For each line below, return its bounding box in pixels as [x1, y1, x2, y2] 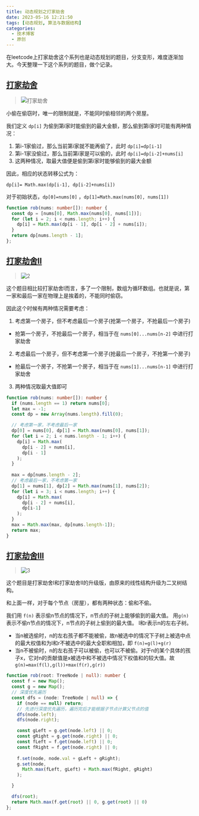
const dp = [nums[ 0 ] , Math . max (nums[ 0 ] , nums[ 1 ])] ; [11, 210, 143, 216]
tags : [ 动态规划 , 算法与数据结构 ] [6, 20, 82, 26]
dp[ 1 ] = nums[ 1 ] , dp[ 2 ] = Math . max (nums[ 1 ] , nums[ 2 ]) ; [11, 483, 150, 489]
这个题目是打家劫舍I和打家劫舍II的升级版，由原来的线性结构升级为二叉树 [6, 579, 182, 587]
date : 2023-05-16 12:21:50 [6, 14, 73, 20]
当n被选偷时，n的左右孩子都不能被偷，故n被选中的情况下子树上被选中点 [14, 632, 191, 639]
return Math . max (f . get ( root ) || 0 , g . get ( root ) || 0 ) [11, 799, 147, 805]
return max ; [11, 527, 42, 533]
